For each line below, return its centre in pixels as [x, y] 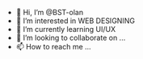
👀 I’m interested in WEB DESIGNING [76, 21]
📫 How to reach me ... [53, 47]
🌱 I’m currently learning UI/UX [66, 29]
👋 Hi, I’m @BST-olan [49, 12]
